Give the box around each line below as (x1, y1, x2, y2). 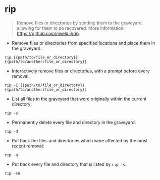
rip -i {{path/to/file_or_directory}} (4, 83, 85, 88)
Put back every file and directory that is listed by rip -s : (11, 161, 127, 167)
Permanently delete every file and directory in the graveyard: (11, 119, 136, 125)
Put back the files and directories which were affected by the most (11, 137, 148, 143)
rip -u (4, 152, 18, 157)
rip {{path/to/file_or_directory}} (4, 55, 78, 60)
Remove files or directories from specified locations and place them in (11, 40, 155, 46)
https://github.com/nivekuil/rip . (16, 30, 80, 36)
